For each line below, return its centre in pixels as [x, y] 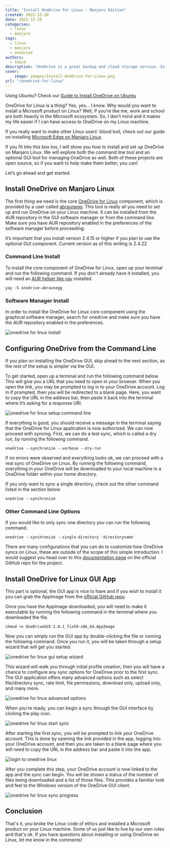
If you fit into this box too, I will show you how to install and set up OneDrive [85, 147]
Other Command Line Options [43, 511]
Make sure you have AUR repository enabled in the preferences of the [79, 223]
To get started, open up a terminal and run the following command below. [82, 376]
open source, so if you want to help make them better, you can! [72, 163]
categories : [18, 24]
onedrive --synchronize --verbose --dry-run [53, 448]
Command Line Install [33, 257]
